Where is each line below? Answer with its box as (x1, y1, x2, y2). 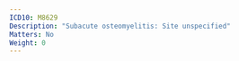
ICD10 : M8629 (9, 13, 58, 22)
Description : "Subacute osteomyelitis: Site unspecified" (9, 22, 231, 30)
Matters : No (9, 30, 54, 39)
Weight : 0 (9, 38, 47, 48)
